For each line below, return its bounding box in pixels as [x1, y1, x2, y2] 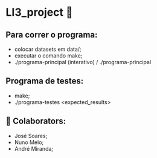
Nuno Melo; [14, 139, 44, 146]
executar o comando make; [14, 52, 83, 59]
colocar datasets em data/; [14, 45, 82, 53]
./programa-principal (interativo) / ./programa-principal [14, 59, 152, 65]
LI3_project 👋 [5, 5, 73, 19]
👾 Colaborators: [5, 116, 66, 127]
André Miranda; [14, 145, 54, 152]
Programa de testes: [5, 76, 84, 87]
